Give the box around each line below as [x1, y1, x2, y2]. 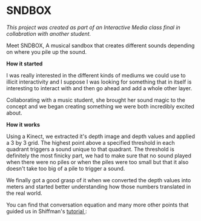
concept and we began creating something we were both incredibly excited [6, 102, 195, 110]
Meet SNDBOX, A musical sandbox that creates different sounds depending [6, 42, 195, 49]
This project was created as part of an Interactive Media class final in [6, 24, 180, 31]
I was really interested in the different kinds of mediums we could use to [6, 71, 186, 79]
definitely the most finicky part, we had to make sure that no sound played [6, 152, 192, 159]
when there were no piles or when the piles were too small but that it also [6, 158, 189, 165]
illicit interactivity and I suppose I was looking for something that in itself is [6, 78, 192, 85]
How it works [6, 120, 41, 128]
